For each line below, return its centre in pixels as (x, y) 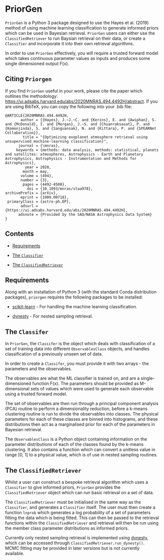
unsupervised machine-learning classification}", (57, 141)
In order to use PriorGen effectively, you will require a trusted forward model (82, 53)
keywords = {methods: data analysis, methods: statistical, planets (87, 150)
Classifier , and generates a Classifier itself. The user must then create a (80, 507)
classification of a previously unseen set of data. (54, 354)
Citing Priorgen (28, 79)
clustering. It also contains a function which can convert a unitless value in (80, 450)
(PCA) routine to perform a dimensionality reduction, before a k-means (76, 409)
